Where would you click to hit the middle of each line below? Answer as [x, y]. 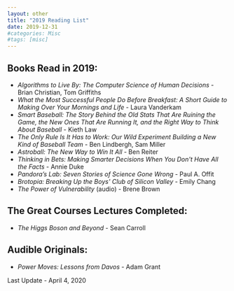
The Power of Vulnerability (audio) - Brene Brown [89, 189]
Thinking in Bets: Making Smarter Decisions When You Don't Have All [118, 159]
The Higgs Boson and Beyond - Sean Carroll [81, 227]
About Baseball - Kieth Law [57, 129]
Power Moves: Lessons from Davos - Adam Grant [89, 267]
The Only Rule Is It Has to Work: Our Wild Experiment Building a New [117, 136]
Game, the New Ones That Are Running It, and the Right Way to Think [118, 122]
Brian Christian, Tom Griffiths [59, 92]
